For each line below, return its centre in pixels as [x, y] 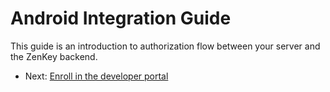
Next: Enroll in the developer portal [96, 76]
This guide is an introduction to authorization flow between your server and [165, 46]
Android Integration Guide [121, 18]
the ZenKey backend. [54, 56]
